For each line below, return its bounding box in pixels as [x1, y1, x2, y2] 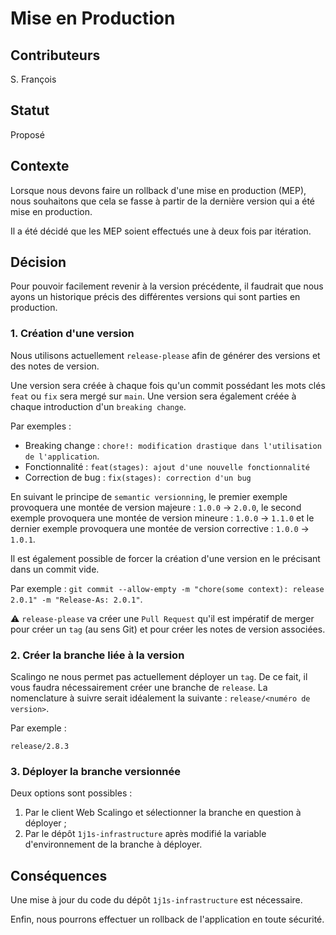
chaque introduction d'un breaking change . [10, 400, 187, 412]
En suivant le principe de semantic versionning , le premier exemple [10, 490, 288, 502]
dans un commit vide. [10, 563, 100, 575]
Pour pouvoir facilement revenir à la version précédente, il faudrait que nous [10, 280, 324, 292]
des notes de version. [10, 360, 100, 372]
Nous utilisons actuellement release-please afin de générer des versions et [10, 349, 321, 361]
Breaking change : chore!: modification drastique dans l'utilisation [24, 439, 322, 451]
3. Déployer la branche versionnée [10, 764, 182, 778]
